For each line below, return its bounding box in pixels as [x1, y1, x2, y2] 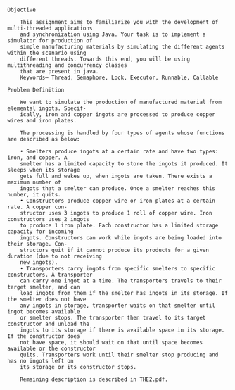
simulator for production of [7, 37, 93, 44]
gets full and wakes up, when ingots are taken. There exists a [20, 172, 212, 180]
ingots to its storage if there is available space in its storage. [20, 327, 225, 334]
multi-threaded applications [7, 25, 93, 32]
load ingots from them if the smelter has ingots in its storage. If [20, 290, 229, 297]
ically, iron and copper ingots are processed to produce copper [20, 111, 216, 118]
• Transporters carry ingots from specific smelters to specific [20, 265, 216, 272]
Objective [7, 6, 37, 13]
